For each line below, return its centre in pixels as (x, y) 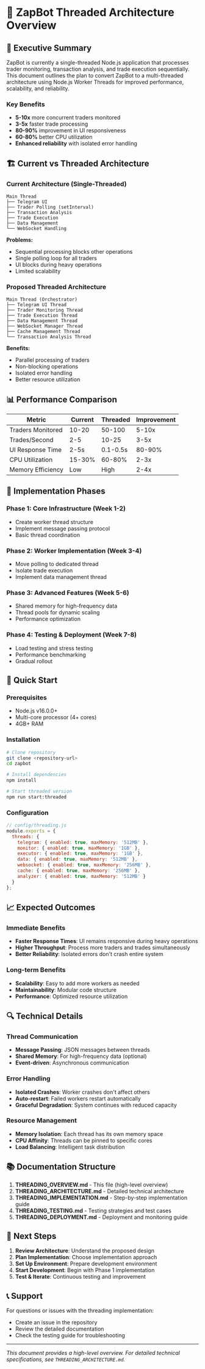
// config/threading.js (37, 825)
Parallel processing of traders (52, 360)
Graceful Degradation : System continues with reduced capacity (96, 1105)
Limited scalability (38, 271)
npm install (21, 780)
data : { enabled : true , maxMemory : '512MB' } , (77, 860)
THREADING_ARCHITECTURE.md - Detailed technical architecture (99, 1191)
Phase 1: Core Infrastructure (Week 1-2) (66, 509)
